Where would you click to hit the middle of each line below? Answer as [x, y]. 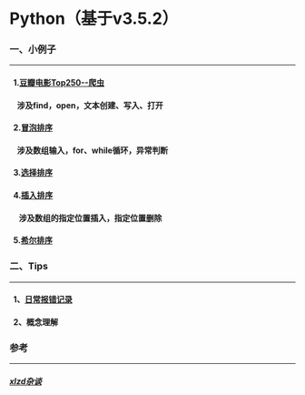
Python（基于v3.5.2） [94, 19]
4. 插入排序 [33, 196]
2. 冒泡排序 [33, 127]
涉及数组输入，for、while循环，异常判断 [93, 150]
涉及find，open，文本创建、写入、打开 [90, 105]
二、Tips [29, 267]
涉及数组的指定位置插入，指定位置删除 [90, 218]
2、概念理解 [36, 322]
